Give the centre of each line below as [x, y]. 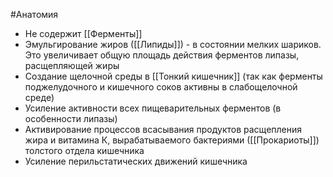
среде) [39, 97]
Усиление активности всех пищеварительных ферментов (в [153, 108]
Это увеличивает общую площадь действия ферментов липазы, [162, 55]
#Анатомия [34, 14]
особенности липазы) [71, 118]
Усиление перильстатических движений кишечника [136, 161]
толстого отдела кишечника [84, 150]
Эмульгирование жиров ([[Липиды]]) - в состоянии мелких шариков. [173, 44]
